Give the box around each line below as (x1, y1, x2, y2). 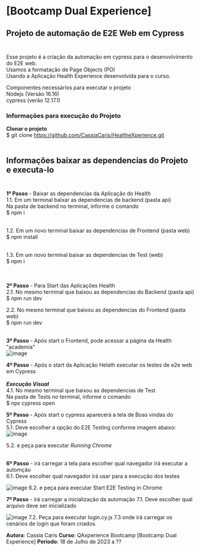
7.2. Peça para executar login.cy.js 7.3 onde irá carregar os (29, 514, 173, 521)
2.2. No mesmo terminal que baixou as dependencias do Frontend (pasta (6, 307, 186, 314)
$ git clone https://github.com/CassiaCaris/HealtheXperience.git (6, 132, 165, 139)
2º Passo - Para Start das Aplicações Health (6, 282, 115, 289)
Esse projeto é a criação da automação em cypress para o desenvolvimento (6, 53, 193, 60)
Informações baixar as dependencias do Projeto (6, 155, 188, 165)
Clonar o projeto (6, 125, 47, 132)
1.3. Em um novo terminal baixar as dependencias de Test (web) (6, 252, 164, 259)
